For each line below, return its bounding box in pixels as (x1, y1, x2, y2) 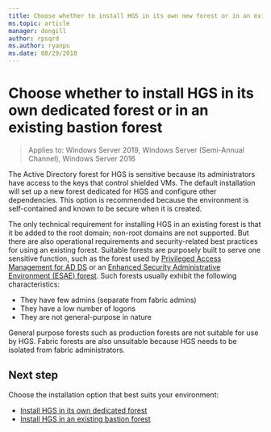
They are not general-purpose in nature (19, 312, 152, 321)
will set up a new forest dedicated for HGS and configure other (8, 187, 217, 196)
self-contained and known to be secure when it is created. (8, 203, 202, 213)
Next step (8, 368, 59, 382)
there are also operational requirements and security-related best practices (8, 236, 258, 246)
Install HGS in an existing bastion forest (19, 413, 151, 424)
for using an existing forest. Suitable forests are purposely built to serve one (8, 245, 261, 254)
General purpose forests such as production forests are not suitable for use (8, 328, 259, 338)
